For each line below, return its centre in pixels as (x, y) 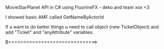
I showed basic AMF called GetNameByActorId (55, 17)
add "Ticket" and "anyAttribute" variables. (49, 32)
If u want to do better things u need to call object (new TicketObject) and (82, 27)
